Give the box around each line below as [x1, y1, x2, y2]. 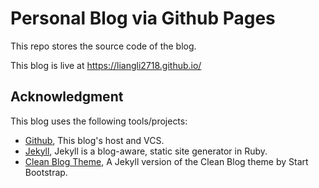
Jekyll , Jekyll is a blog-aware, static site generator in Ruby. [24, 145, 268, 157]
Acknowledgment [10, 88, 124, 106]
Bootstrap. [24, 166, 68, 178]
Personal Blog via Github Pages [10, 7, 276, 30]
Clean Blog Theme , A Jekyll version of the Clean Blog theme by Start [24, 155, 309, 167]
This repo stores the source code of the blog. [10, 40, 197, 52]
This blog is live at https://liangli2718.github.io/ [10, 59, 202, 71]
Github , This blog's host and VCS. [24, 134, 165, 146]
